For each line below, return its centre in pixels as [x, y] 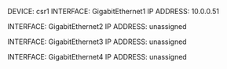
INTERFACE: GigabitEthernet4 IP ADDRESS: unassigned [97, 57]
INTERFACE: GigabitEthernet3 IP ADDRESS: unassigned [97, 42]
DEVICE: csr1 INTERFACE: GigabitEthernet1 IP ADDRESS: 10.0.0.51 [113, 11]
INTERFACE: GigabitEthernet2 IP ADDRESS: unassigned [97, 26]
